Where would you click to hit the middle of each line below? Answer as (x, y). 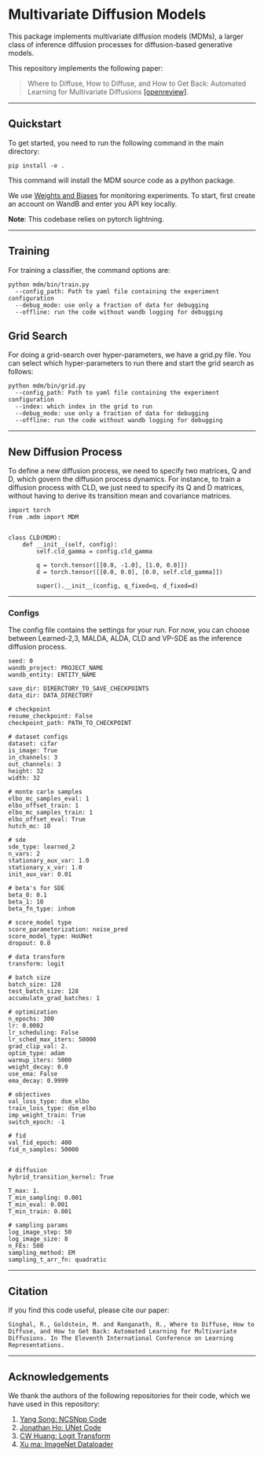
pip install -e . (37, 166)
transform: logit (37, 964)
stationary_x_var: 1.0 (45, 868)
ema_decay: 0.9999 (38, 1081)
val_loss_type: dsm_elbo (49, 1102)
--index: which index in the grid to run (84, 407)
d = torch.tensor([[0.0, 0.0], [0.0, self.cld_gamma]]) (130, 572)
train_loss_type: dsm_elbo (52, 1109)
